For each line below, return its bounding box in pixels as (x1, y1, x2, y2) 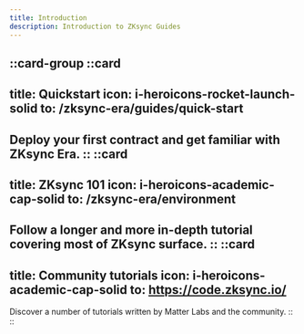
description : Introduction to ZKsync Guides (9, 22, 181, 31)
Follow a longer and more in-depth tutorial (9, 223, 253, 238)
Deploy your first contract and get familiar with (9, 131, 280, 147)
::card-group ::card (9, 56, 121, 71)
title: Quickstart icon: (9, 87, 133, 102)
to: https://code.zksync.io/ (129, 282, 287, 297)
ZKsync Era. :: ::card (9, 146, 128, 162)
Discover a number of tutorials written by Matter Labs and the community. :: (9, 307, 294, 318)
